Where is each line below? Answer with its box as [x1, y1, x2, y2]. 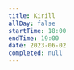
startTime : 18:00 [8, 27, 67, 35]
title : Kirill [8, 11, 56, 20]
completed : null [8, 49, 63, 57]
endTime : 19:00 [8, 34, 60, 43]
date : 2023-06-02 [8, 42, 67, 50]
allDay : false [8, 19, 56, 27]
